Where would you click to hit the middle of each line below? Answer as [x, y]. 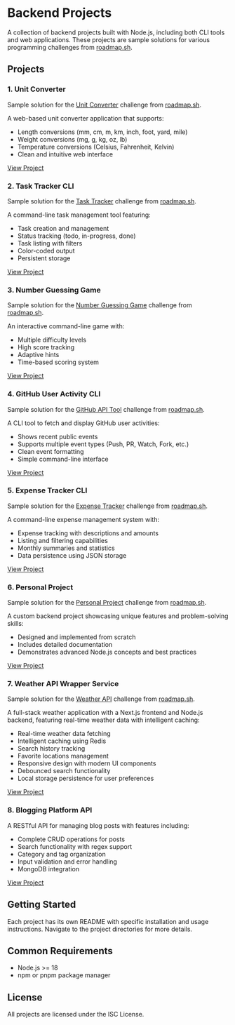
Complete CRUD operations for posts [71, 839]
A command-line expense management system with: [83, 519]
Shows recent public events [58, 436]
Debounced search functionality [64, 771]
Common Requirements [60, 951]
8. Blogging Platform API [50, 810]
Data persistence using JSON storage [72, 555]
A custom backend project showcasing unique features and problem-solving [118, 616]
